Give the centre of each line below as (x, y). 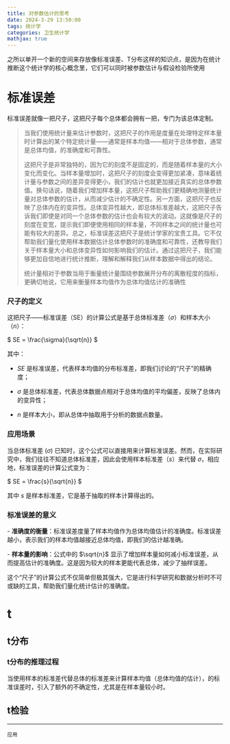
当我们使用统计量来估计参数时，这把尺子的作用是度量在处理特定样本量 (123, 133)
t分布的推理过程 (33, 662)
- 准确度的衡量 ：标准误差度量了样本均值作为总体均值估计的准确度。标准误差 (114, 531)
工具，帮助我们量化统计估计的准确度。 (79, 586)
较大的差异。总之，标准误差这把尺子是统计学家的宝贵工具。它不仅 (129, 233)
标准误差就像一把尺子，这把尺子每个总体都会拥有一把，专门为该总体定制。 (112, 119)
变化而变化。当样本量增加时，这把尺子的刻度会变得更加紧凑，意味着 (120, 173)
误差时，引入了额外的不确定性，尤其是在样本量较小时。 (91, 686)
